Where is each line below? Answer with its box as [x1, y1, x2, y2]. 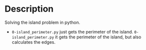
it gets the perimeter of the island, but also [55, 34, 142, 40]
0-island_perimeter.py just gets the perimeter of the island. [11, 29, 134, 34]
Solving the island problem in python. [4, 19, 80, 25]
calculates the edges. [11, 39, 56, 45]
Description [4, 3, 54, 15]
